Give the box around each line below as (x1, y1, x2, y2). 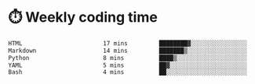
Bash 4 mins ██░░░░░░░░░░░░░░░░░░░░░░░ (8, 68, 247, 76)
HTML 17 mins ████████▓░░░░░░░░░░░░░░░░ (8, 39, 247, 47)
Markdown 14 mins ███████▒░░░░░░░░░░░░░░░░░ (8, 47, 247, 54)
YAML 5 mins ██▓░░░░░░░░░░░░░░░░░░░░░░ (8, 61, 247, 69)
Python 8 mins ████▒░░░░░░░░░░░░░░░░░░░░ (8, 54, 247, 61)
